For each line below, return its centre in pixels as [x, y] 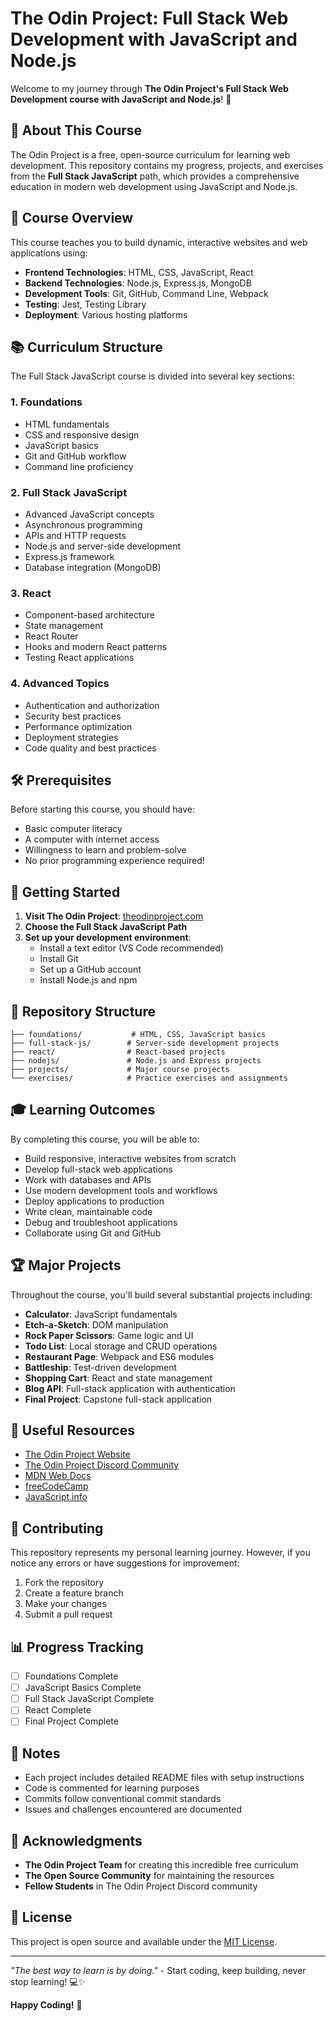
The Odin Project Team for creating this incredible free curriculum [161, 1865]
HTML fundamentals [67, 424]
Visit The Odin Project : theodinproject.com [114, 916]
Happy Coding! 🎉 [46, 2004]
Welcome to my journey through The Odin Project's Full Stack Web [149, 88]
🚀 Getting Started [65, 892]
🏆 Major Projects [66, 1265]
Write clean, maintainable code [88, 1211]
